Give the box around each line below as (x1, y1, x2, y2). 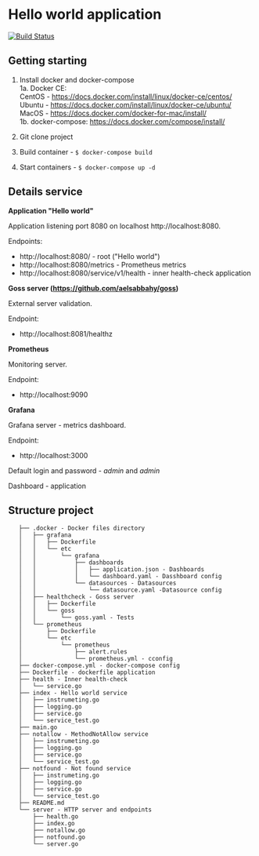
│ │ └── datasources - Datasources (18, 579, 177, 588)
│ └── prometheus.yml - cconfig (18, 655, 174, 663)
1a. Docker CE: (19, 83, 67, 93)
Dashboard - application (8, 481, 86, 490)
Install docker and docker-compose (19, 75, 135, 84)
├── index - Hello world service (18, 689, 128, 698)
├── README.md (18, 799, 65, 807)
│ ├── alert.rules (18, 648, 128, 656)
